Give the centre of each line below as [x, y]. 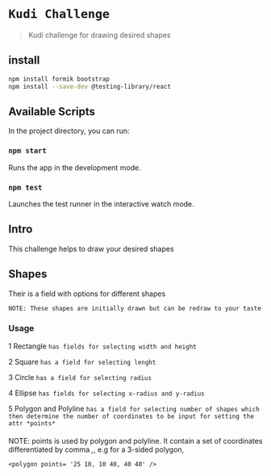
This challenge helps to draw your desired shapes [92, 248]
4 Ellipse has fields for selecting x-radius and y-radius [106, 393]
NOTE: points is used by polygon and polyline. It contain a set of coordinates [135, 441]
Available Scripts [52, 111]
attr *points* [32, 423]
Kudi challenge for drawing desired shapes [99, 35]
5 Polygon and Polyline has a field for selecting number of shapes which [134, 408]
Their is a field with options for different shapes [87, 294]
